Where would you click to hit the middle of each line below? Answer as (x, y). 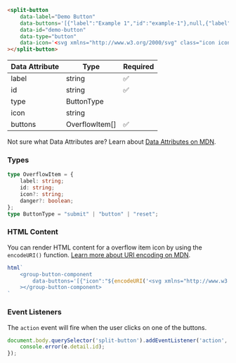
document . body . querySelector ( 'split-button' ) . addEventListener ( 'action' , (118, 340)
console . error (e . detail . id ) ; (63, 347)
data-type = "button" (48, 36)
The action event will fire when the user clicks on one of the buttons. (107, 327)
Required (138, 67)
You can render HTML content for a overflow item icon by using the (105, 247)
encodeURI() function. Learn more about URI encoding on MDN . (99, 254)
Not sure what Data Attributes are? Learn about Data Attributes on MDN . (112, 142)
